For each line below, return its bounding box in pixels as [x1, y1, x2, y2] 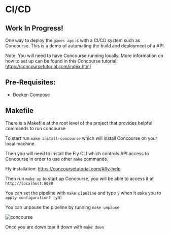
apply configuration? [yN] [5, 195, 62, 200]
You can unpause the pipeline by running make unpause [5, 204, 120, 210]
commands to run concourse [5, 125, 66, 131]
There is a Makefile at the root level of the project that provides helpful [5, 120, 153, 126]
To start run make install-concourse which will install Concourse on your [5, 135, 158, 141]
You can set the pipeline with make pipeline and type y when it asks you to [5, 190, 161, 196]
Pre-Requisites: [5, 78, 56, 87]
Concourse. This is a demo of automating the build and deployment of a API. [5, 43, 165, 49]
